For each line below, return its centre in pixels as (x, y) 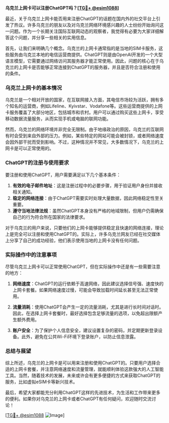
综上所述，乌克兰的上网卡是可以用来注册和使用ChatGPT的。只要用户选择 (81, 363)
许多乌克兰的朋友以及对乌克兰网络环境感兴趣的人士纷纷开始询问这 (95, 25)
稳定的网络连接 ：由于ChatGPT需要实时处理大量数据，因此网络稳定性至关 (88, 198)
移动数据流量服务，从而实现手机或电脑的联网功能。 (58, 119)
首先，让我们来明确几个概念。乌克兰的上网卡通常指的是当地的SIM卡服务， (82, 48)
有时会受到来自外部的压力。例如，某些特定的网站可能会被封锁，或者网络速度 (84, 136)
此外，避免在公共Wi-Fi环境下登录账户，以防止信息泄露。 (80, 336)
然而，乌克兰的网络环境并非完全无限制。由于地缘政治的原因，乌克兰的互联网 (84, 129)
